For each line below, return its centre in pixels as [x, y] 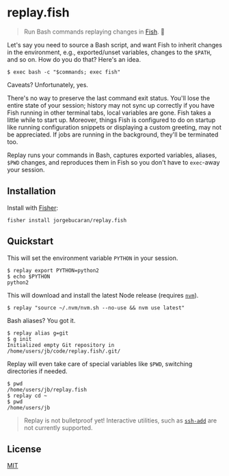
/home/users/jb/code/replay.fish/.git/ [64, 351]
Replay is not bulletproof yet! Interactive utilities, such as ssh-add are [120, 420]
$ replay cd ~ [27, 396]
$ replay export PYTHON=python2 [53, 270]
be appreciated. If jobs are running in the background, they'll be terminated [113, 134]
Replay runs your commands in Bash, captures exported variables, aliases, [112, 155]
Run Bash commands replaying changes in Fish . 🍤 [94, 32]
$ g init [19, 339]
